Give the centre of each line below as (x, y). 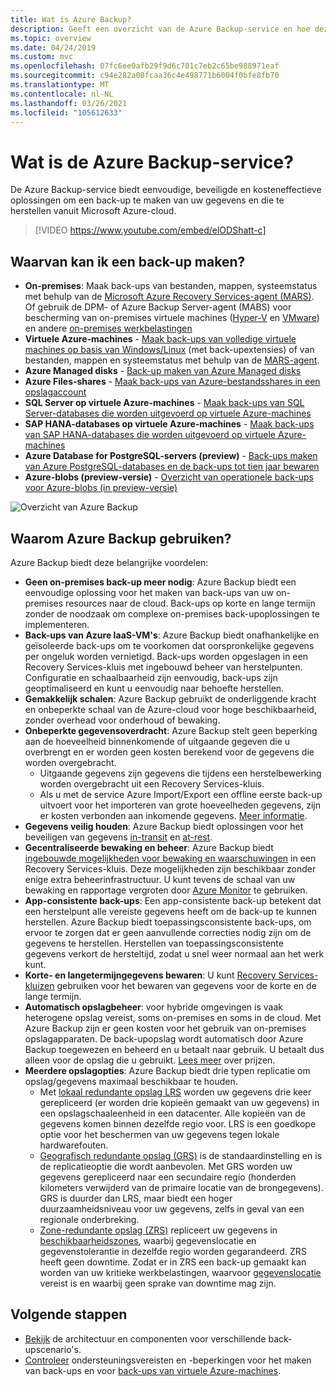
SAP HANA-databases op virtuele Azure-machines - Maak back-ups (169, 424)
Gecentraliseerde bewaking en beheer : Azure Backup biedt (149, 847)
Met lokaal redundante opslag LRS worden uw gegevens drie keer (175, 1092)
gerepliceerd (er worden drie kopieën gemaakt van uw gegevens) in (179, 1102)
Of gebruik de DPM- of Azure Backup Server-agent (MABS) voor (158, 307)
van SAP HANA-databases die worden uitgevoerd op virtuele (150, 435)
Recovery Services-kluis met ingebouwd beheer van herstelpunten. (163, 667)
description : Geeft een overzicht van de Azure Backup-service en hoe (160, 29)
